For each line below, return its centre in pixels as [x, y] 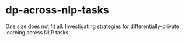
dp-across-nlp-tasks [57, 10]
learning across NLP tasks [37, 32]
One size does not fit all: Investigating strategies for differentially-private [92, 26]
